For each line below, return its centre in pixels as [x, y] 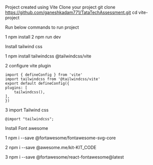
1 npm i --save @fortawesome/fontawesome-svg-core [60, 138]
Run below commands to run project [42, 27]
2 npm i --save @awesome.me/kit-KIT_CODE [51, 147]
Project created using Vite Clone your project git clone [60, 7]
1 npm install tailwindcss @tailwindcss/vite [48, 56]
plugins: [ [16, 88]
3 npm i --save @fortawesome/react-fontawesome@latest [65, 157]
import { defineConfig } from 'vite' [44, 75]
